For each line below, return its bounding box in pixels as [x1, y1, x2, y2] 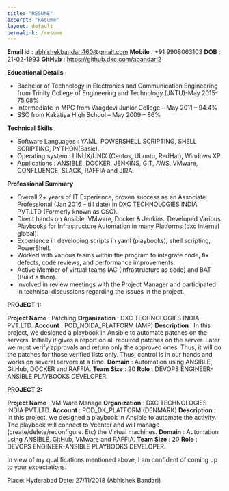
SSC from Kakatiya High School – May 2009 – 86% [16, 111, 161, 119]
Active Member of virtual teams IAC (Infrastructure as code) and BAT [16, 266, 212, 274]
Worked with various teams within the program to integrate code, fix [16, 251, 209, 260]
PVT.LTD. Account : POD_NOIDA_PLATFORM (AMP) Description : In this [7, 321, 211, 329]
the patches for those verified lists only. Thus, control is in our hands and [7, 351, 213, 359]
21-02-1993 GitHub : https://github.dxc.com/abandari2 [7, 55, 162, 64]
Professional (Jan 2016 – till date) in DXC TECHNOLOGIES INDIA [16, 200, 198, 209]
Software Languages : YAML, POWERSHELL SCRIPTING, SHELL [16, 138, 197, 146]
